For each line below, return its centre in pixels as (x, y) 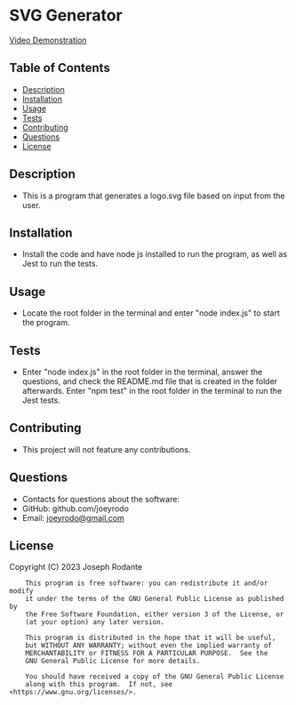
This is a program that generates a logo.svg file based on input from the (154, 196)
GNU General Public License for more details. (113, 661)
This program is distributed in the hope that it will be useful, (151, 638)
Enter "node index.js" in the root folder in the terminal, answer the (142, 372)
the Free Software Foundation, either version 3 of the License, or (155, 614)
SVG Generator (66, 16)
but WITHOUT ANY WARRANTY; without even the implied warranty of (149, 645)
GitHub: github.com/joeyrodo (75, 509)
